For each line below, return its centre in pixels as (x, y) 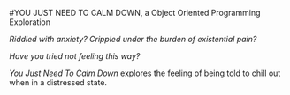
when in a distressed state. (58, 82)
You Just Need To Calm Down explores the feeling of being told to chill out (145, 73)
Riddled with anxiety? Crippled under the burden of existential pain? (133, 39)
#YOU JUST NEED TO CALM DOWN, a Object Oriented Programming (135, 13)
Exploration (30, 22)
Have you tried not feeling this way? (75, 56)
